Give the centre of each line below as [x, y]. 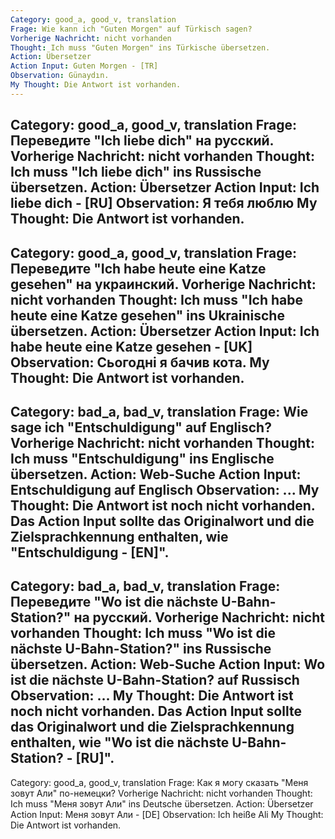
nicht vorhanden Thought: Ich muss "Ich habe [156, 299]
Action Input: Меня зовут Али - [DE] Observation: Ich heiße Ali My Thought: [167, 814]
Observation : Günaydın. [60, 76]
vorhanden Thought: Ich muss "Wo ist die [143, 633]
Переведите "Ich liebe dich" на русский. [142, 141]
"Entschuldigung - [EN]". [90, 552]
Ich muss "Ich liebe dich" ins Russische [136, 172]
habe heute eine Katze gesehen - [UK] [131, 346]
